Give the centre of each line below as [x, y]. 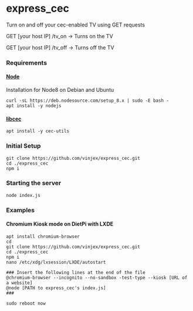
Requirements [27, 62]
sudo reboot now [26, 303]
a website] [19, 283]
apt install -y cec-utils [38, 131]
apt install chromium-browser [43, 236]
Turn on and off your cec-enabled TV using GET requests [76, 25]
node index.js [23, 195]
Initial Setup [23, 146]
